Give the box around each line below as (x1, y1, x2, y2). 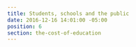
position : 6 (7, 23, 42, 30)
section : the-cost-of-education (7, 29, 101, 37)
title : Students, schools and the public (7, 10, 130, 17)
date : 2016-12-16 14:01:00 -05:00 (7, 17, 108, 23)
